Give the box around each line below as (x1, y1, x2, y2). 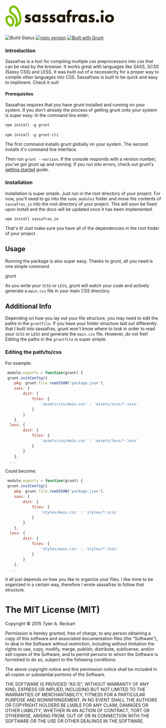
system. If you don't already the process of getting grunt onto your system (5, 107, 158, 113)
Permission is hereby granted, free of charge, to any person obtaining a (5, 630, 151, 636)
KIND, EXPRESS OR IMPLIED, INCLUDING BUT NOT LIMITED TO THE (5, 686, 146, 692)
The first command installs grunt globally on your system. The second (5, 141, 148, 147)
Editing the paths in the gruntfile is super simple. (5, 336, 107, 342)
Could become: (5, 468, 37, 474)
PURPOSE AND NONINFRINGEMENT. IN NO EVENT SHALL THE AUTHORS (5, 697, 158, 703)
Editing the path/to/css (5, 349, 62, 356)
